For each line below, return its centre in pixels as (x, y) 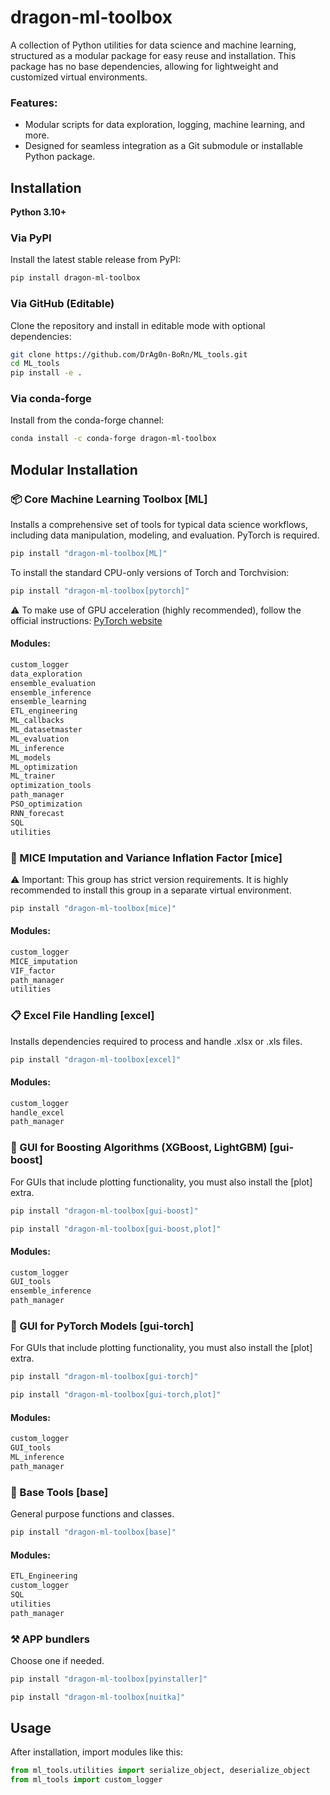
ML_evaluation (40, 739)
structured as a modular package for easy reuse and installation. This (153, 55)
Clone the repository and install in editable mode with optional (138, 325)
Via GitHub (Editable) (62, 304)
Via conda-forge (51, 399)
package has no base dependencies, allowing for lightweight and (144, 66)
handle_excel (37, 1112)
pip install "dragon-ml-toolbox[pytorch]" (100, 591)
